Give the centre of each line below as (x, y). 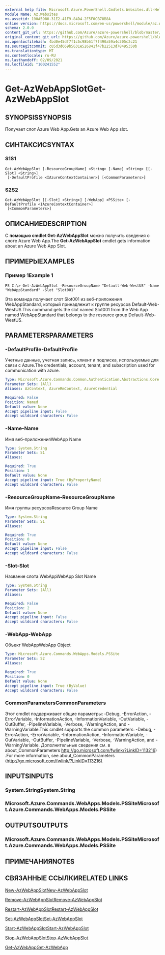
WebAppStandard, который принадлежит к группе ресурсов (68, 304)
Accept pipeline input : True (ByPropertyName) (54, 480)
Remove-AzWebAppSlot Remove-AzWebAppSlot (54, 899)
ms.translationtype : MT (29, 51)
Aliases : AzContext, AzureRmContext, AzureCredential (61, 389)
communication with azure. (33, 371)
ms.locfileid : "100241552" (33, 64)
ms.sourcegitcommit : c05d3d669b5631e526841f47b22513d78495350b (71, 46)
